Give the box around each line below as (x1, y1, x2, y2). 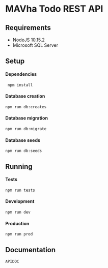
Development (5, 198, 35, 204)
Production (5, 220, 30, 226)
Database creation (5, 93, 45, 99)
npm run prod (5, 232, 33, 237)
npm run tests (5, 188, 36, 193)
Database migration (5, 115, 48, 121)
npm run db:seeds (5, 148, 42, 154)
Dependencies (5, 71, 37, 77)
